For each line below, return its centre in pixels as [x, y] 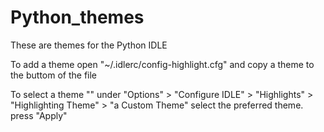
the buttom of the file [54, 75]
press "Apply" [39, 115]
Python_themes [77, 17]
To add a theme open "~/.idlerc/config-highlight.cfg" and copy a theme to [162, 64]
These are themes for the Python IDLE [89, 45]
